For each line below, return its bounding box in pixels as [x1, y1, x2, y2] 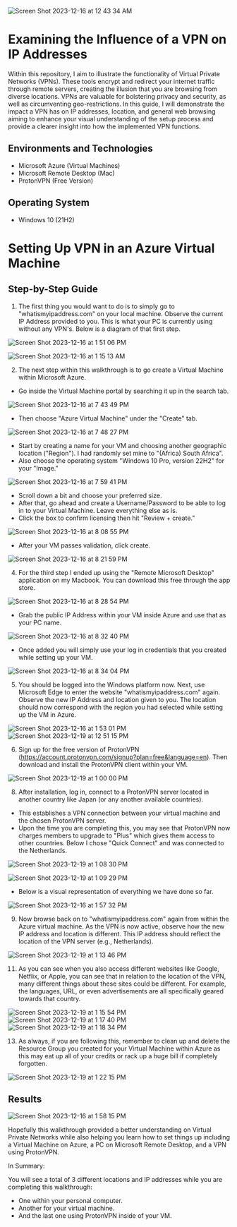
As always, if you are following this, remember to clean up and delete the [18, 1036, 231, 1045]
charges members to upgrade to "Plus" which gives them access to [18, 831, 215, 840]
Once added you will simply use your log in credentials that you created [18, 646, 226, 654]
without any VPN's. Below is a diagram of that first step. [18, 325, 181, 333]
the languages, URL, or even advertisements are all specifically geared [18, 986, 224, 995]
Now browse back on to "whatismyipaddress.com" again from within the [18, 914, 229, 923]
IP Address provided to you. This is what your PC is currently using [18, 317, 213, 325]
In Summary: [8, 1161, 45, 1171]
